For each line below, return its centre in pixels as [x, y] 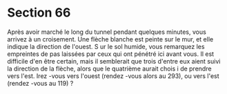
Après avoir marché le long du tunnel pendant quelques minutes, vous [107, 32]
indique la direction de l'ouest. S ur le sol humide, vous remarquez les [106, 46]
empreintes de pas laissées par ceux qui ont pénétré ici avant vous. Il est [111, 54]
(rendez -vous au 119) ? [40, 83]
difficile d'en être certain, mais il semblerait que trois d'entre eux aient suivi [114, 61]
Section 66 [39, 13]
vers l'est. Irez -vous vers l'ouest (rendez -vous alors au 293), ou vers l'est [113, 76]
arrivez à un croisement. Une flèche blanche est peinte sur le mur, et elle [110, 39]
